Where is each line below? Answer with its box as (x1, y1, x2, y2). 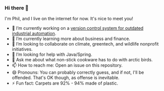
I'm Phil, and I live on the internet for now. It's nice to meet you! (4, 16, 133, 22)
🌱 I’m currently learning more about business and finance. (11, 36, 130, 42)
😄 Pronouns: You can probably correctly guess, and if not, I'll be (11, 69, 144, 76)
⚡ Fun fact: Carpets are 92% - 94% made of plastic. (11, 80, 118, 86)
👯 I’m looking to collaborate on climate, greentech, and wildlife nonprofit (11, 41, 159, 47)
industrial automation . (11, 31, 56, 37)
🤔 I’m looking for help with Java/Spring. (11, 51, 93, 57)
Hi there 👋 (4, 4, 29, 11)
